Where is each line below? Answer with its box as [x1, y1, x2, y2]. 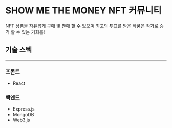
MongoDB [12, 112, 34, 118]
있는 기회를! [21, 29, 45, 35]
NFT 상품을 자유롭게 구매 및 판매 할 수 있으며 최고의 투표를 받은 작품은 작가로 [5, 23, 159, 29]
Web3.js [12, 117, 30, 123]
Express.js [12, 106, 35, 112]
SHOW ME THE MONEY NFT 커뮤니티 [5, 5, 162, 16]
